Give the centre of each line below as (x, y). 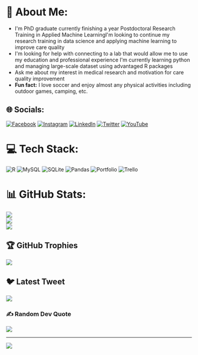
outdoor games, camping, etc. (51, 91)
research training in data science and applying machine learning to (95, 41)
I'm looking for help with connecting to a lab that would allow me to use (101, 53)
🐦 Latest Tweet (36, 281)
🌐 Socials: (25, 110)
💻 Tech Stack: (42, 149)
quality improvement (39, 79)
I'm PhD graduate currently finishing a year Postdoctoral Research (95, 28)
